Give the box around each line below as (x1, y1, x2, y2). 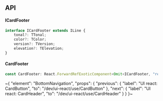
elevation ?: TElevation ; (14, 46, 64, 51)
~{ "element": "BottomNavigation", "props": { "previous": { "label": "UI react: (5, 80, 158, 86)
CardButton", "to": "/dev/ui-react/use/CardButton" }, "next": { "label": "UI (5, 86, 151, 91)
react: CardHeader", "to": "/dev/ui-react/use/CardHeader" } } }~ (5, 90, 133, 96)
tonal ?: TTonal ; (14, 32, 47, 38)
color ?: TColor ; (14, 37, 47, 42)
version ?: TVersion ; (14, 42, 55, 46)
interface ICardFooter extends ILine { (5, 28, 86, 33)
